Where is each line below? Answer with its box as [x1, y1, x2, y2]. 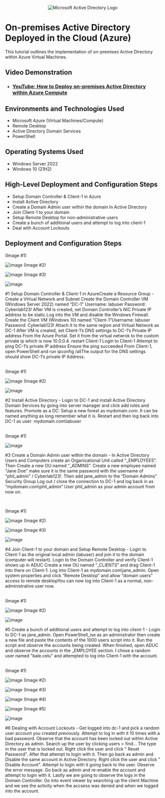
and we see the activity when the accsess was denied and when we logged [5, 783, 159, 789]
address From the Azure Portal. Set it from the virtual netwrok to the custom [5, 332, 159, 338]
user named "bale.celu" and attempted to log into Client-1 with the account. [5, 652, 159, 659]
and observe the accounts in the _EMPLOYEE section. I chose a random [5, 647, 151, 653]
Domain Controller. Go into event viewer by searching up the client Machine [5, 777, 159, 783]
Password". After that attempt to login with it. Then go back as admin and [5, 751, 154, 757]
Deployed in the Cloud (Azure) [5, 33, 132, 44]
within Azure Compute [12, 89, 67, 96]
